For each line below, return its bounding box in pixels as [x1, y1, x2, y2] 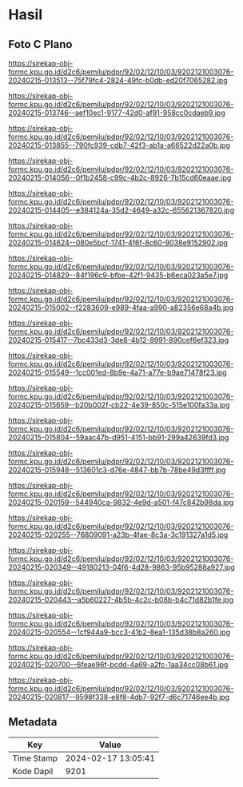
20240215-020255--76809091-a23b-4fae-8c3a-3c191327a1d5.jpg [8, 530, 229, 539]
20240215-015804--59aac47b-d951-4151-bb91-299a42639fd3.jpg [8, 433, 229, 442]
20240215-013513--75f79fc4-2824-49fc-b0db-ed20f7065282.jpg [8, 76, 228, 85]
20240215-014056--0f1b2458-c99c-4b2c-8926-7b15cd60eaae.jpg [8, 173, 232, 182]
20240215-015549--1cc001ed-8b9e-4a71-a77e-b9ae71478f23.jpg [8, 368, 227, 377]
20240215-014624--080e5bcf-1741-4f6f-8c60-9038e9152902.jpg [8, 238, 228, 247]
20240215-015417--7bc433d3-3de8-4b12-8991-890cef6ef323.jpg [8, 336, 229, 344]
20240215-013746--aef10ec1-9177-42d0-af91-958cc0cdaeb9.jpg [8, 108, 225, 117]
